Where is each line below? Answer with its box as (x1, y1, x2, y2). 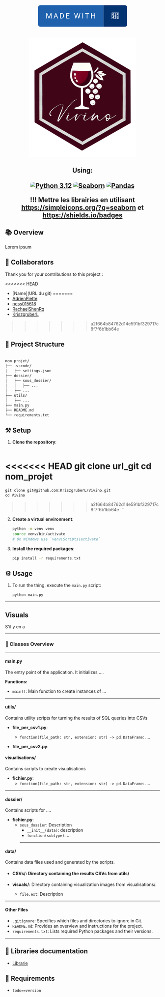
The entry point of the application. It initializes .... (5, 669, 104, 675)
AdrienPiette (12, 295, 38, 301)
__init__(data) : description (27, 827, 83, 833)
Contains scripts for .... (5, 807, 52, 813)
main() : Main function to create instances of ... (12, 688, 107, 694)
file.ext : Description (19, 891, 63, 897)
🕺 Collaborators (5, 258, 54, 266)
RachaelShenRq (12, 306, 45, 312)
